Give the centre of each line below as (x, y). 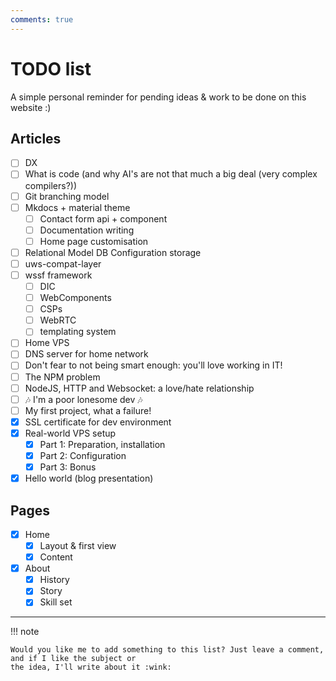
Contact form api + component (103, 218)
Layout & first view (78, 545)
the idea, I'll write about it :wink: (91, 667)
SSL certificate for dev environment (98, 422)
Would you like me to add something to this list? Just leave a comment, (167, 650)
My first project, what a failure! (88, 410)
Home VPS (47, 343)
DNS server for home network (86, 354)
